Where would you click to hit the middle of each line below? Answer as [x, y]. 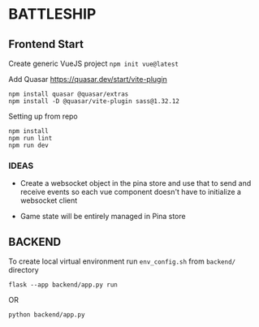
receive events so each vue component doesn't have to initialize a [131, 192]
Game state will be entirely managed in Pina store [103, 217]
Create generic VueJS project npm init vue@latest [93, 63]
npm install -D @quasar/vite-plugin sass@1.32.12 [94, 101]
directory [24, 270]
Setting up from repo [43, 116]
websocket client [49, 200]
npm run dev [28, 145]
